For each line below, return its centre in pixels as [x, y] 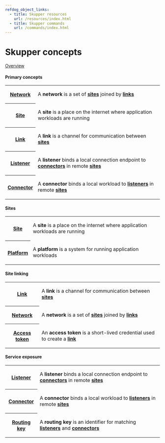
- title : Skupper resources [38, 14]
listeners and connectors [69, 428]
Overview [15, 66]
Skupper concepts [43, 52]
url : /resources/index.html [42, 19]
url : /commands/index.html [41, 28]
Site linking [17, 274]
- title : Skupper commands [37, 23]
